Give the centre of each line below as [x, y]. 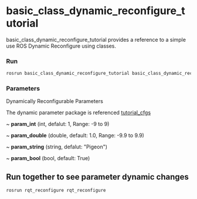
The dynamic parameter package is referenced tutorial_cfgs [79, 112]
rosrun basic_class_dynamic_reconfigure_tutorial [68, 74]
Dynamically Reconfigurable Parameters [55, 101]
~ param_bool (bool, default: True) [48, 158]
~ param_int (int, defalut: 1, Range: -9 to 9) [58, 124]
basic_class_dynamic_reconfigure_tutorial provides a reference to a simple [96, 39]
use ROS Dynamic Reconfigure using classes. [61, 46]
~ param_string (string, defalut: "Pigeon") [57, 147]
